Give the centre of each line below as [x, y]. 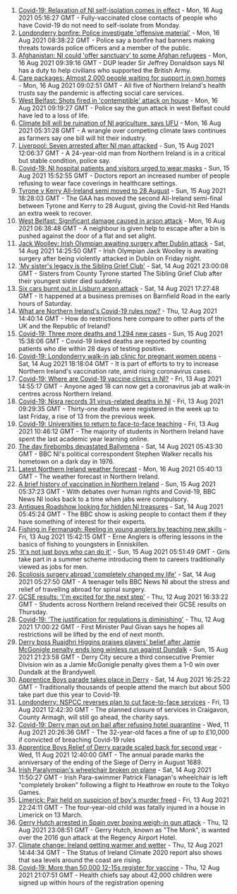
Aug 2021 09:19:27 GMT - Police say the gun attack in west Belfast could [124, 108]
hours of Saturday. [45, 303]
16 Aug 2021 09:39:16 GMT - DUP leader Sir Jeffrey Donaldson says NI [121, 63]
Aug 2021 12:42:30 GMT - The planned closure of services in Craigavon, [123, 710]
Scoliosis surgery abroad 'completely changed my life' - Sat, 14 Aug [117, 574]
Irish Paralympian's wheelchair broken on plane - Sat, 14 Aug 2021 [115, 770]
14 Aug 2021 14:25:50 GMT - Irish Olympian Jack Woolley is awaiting [118, 251]
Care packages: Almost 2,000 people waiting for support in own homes [122, 78]
